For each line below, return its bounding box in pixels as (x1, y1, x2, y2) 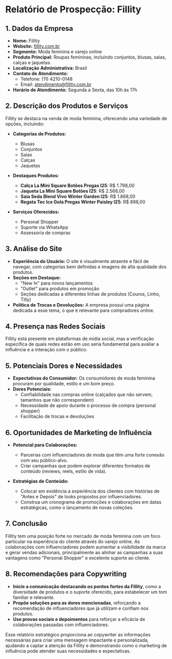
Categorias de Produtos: (12, 130, 67, 137)
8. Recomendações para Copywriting (5, 570, 127, 578)
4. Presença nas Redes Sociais (5, 322, 105, 331)
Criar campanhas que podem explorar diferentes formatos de (20, 463, 150, 469)
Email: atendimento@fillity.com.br (20, 81, 92, 87)
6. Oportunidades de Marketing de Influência (5, 428, 152, 437)
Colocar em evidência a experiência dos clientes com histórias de (20, 488, 160, 494)
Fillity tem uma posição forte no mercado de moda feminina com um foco (5, 533, 161, 539)
